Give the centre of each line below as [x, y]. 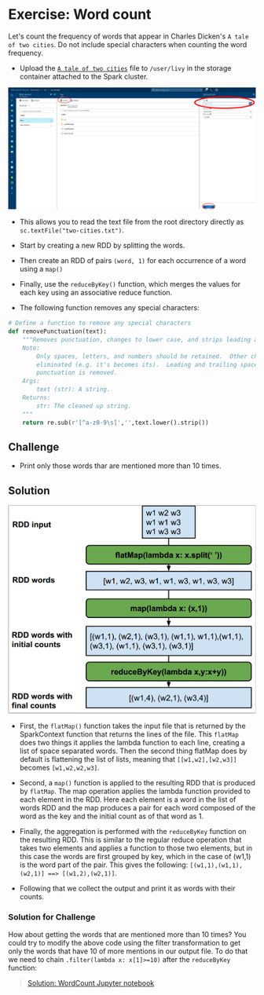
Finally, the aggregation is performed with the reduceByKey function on [133, 832]
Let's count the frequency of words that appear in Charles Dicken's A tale [128, 36]
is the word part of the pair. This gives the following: [104, 865]
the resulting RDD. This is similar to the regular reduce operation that [130, 840]
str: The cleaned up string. [84, 406]
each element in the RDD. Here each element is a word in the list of [128, 799]
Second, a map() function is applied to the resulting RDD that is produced [137, 783]
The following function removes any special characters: [109, 308]
